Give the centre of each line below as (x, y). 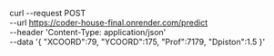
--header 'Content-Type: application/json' (88, 32)
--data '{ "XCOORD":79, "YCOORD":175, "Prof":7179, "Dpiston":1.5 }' (137, 42)
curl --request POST (48, 13)
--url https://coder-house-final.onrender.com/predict (109, 23)
